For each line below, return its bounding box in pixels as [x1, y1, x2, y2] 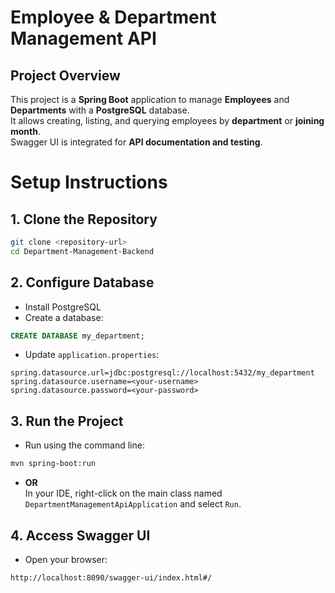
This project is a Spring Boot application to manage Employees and [10, 94, 290, 105]
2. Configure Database [10, 274, 155, 291]
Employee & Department [10, 6, 217, 29]
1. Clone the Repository [10, 211, 158, 228]
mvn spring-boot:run [10, 459, 97, 469]
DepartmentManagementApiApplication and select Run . [24, 498, 242, 510]
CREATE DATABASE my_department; [10, 331, 145, 341]
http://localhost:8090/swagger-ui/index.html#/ [10, 572, 213, 583]
